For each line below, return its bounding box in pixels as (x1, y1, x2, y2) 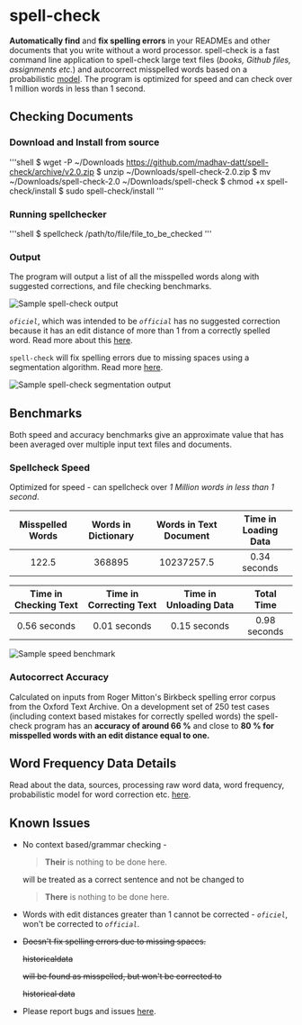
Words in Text (155, 519, 218, 531)
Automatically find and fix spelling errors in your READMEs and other (9, 35, 271, 46)
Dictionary (88, 530, 135, 542)
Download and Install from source (9, 136, 160, 149)
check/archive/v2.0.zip (9, 166, 94, 177)
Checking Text (14, 599, 78, 612)
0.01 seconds (93, 620, 152, 632)
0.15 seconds (170, 620, 230, 632)
